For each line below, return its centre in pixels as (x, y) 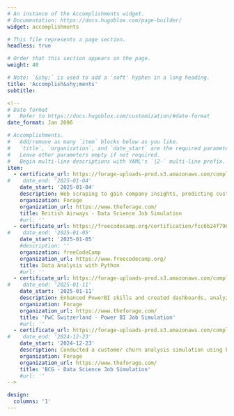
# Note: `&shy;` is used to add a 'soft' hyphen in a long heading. (109, 78)
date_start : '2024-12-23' (57, 343)
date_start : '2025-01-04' (57, 187)
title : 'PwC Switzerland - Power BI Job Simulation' (98, 317)
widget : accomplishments (43, 27)
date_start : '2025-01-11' (57, 292)
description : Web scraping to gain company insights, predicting (117, 194)
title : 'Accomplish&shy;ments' (53, 84)
